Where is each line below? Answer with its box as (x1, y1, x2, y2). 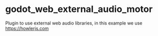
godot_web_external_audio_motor (5, 3, 153, 15)
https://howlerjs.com (5, 25, 49, 31)
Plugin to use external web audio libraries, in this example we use (5, 20, 143, 26)
